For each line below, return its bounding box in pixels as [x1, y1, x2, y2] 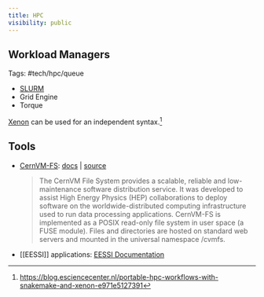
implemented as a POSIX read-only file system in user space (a [38, 218, 244, 227]
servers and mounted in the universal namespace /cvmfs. [38, 234, 225, 244]
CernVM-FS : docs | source [19, 160, 107, 170]
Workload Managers [8, 48, 110, 61]
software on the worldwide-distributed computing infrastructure [38, 201, 247, 211]
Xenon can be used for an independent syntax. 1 [8, 115, 163, 126]
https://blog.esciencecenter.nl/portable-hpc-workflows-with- [19, 272, 218, 281]
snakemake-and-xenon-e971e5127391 [19, 280, 144, 290]
